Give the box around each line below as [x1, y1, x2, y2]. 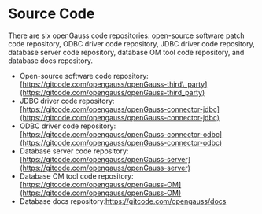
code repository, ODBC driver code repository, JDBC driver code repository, [8, 39, 255, 48]
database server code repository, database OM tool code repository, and [8, 47, 245, 57]
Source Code [8, 5, 95, 23]
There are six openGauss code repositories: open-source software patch [8, 31, 245, 40]
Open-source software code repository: [19, 71, 149, 80]
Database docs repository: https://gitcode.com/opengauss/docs [19, 196, 227, 205]
